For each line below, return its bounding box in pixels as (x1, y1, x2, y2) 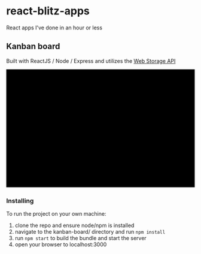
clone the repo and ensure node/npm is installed (14, 222, 135, 229)
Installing (6, 196, 34, 205)
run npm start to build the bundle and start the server (14, 235, 147, 242)
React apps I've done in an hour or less (6, 24, 103, 31)
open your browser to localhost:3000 (14, 241, 107, 248)
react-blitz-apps (6, 4, 90, 18)
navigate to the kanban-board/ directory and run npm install (14, 228, 166, 235)
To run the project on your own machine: (6, 210, 106, 217)
